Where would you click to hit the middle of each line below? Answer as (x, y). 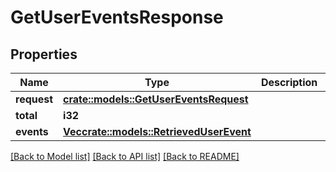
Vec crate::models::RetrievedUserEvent (157, 131)
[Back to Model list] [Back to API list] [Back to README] (125, 156)
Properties (44, 54)
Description (289, 82)
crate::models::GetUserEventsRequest (156, 99)
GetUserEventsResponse (117, 17)
